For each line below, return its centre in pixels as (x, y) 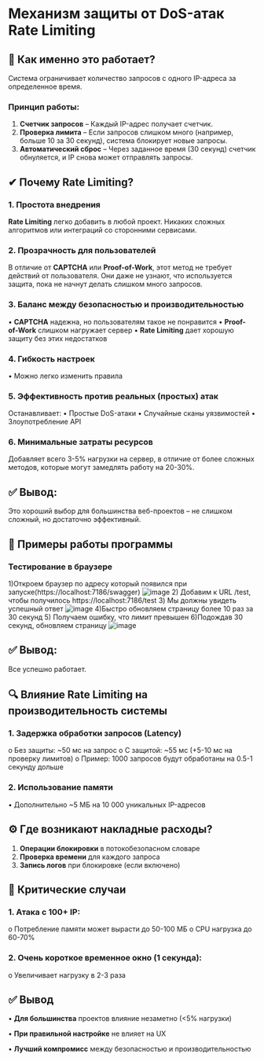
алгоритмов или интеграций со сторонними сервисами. (103, 229)
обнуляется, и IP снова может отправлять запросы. (106, 157)
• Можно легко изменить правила (66, 376)
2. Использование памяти (61, 787)
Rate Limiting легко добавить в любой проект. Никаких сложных (117, 222)
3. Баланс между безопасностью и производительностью (126, 305)
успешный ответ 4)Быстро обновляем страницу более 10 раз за (131, 608)
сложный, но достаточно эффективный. (75, 519)
